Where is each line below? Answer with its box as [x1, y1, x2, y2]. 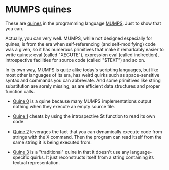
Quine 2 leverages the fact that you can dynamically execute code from [12, 128, 162, 135]
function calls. [5, 88, 35, 94]
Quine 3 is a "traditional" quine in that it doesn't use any [12, 149, 129, 155]
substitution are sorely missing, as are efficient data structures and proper [5, 82, 160, 89]
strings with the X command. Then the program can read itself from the [12, 134, 162, 140]
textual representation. [12, 159, 60, 165]
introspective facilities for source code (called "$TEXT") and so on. [5, 57, 146, 63]
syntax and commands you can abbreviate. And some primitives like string [5, 77, 161, 83]
